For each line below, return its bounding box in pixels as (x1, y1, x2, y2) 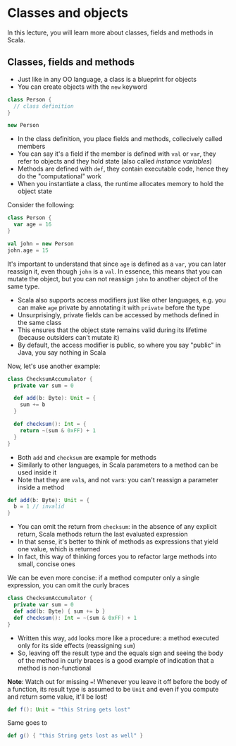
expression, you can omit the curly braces (7, 581, 130, 589)
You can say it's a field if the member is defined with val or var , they (17, 149, 216, 158)
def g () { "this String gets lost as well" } (7, 732, 143, 740)
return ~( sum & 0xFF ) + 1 (20, 427, 97, 434)
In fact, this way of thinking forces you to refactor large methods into (17, 552, 217, 561)
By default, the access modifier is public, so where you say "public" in (17, 341, 221, 349)
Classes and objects (7, 5, 129, 21)
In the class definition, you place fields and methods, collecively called (17, 135, 223, 143)
